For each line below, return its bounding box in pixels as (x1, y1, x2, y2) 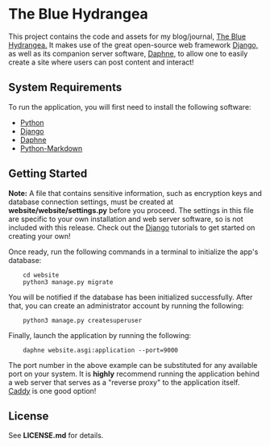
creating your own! (8, 231, 71, 240)
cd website (23, 271, 60, 279)
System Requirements (8, 81, 123, 94)
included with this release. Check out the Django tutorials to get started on (8, 223, 255, 232)
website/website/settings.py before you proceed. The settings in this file (8, 205, 254, 215)
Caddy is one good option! (8, 386, 97, 395)
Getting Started (8, 167, 88, 181)
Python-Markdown (19, 143, 83, 153)
